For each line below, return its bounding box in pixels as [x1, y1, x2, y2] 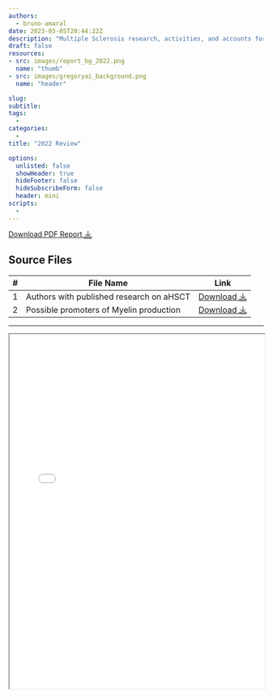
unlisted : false [15, 161, 70, 170]
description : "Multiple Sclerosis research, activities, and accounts [8, 34, 252, 43]
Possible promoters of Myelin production [25, 304, 181, 315]
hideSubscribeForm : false [15, 184, 104, 193]
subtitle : [8, 102, 42, 110]
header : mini [15, 192, 60, 200]
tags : [8, 109, 27, 118]
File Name [88, 277, 128, 289]
